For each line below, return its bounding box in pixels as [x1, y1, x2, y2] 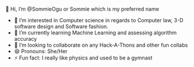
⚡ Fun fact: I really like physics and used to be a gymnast [14, 54, 153, 61]
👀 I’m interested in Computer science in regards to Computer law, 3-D [14, 17, 184, 23]
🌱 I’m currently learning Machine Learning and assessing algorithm [14, 29, 177, 36]
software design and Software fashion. [14, 23, 108, 30]
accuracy [14, 36, 37, 42]
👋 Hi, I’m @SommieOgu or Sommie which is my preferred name [5, 6, 160, 12]
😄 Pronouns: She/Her [14, 48, 68, 55]
